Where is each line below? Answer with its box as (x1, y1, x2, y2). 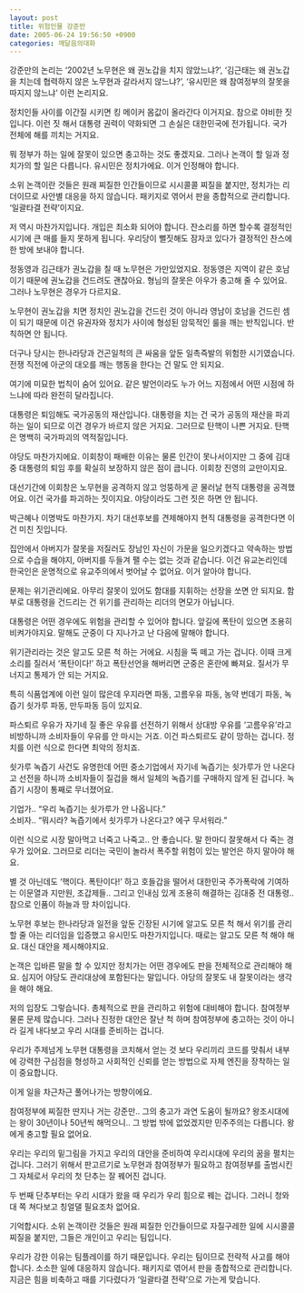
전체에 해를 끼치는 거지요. (9, 129, 100, 141)
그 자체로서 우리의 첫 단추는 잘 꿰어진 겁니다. (9, 1170, 167, 1182)
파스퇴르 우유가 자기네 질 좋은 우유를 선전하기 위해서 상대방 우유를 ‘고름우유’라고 (9, 719, 292, 730)
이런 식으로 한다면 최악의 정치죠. (25, 742, 141, 753)
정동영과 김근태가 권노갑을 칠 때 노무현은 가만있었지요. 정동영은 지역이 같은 (9, 264, 274, 275)
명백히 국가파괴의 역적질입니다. (18, 432, 129, 443)
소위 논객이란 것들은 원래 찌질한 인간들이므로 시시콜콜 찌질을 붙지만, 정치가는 (9, 179, 281, 191)
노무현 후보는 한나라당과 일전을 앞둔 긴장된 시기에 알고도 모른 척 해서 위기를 (9, 918, 276, 929)
